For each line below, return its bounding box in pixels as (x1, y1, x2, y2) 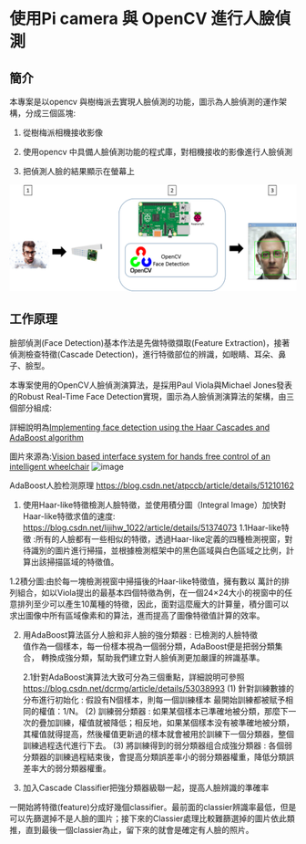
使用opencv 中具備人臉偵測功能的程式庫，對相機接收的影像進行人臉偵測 (22, 147, 293, 157)
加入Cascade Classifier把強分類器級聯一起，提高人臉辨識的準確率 (22, 782, 270, 793)
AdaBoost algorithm (9, 432, 85, 443)
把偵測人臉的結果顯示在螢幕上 (22, 166, 135, 176)
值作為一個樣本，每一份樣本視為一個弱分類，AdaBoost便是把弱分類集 (22, 641, 283, 651)
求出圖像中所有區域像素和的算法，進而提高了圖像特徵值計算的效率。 (9, 610, 265, 620)
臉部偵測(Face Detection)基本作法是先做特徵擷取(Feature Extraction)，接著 (9, 337, 291, 348)
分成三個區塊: (25, 108, 76, 119)
